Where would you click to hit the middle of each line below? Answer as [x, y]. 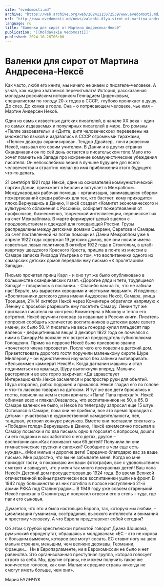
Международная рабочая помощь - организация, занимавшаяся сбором [81, 193]
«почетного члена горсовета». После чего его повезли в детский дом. [79, 348]
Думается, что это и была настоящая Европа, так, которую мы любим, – [81, 508]
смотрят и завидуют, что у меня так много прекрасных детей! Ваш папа [81, 467]
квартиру [15, 250]
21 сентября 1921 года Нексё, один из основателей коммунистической [79, 182]
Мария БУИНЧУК [23, 579]
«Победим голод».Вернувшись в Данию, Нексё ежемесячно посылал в [80, 426]
